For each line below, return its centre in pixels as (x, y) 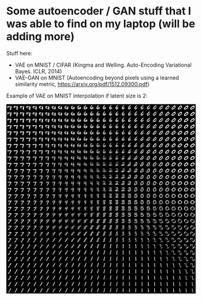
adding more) (41, 37)
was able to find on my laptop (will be (101, 24)
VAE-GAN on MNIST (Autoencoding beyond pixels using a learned (97, 78)
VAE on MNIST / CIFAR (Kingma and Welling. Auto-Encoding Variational (103, 65)
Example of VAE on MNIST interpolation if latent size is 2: (77, 96)
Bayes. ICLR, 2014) (38, 71)
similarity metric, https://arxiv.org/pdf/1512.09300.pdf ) (82, 84)
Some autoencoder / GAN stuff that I (99, 11)
